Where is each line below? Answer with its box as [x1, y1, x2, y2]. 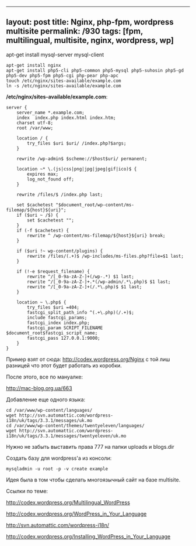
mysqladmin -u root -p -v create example [6, 466, 108, 472]
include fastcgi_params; [27, 315, 87, 320]
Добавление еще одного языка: [6, 396, 86, 403]
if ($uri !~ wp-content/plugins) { [16, 248, 103, 254]
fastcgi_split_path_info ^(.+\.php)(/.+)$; [27, 309, 134, 315]
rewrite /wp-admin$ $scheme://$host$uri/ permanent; [16, 156, 148, 162]
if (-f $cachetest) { [16, 227, 69, 233]
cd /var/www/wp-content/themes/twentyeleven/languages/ [6, 422, 145, 428]
